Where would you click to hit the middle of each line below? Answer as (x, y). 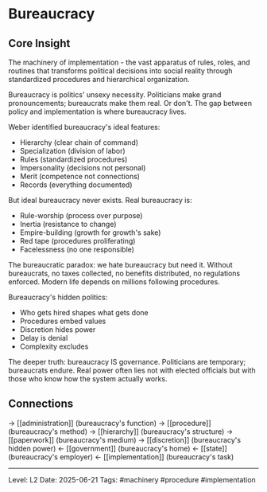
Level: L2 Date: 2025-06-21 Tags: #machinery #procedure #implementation (132, 479)
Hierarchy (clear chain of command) (79, 143)
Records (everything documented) (76, 185)
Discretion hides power (58, 330)
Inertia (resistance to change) (68, 224)
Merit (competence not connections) (80, 176)
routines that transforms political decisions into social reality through (120, 71)
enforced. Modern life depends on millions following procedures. (114, 282)
